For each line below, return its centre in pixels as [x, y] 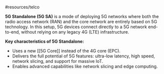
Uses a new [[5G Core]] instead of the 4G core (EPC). [66, 51]
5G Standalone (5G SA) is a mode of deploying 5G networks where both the [82, 16]
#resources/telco [23, 7]
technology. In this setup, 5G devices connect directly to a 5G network [76, 27]
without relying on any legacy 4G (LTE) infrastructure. [75, 32]
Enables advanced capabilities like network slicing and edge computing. [85, 66]
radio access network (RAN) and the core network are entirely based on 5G [81, 22]
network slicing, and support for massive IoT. [58, 61]
